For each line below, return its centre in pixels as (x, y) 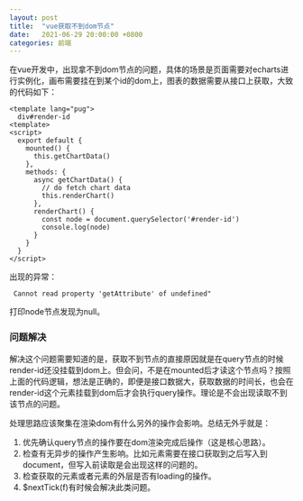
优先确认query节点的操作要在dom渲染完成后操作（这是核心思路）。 (146, 442)
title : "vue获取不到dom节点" (62, 26)
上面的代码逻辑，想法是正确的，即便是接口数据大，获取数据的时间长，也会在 (151, 381)
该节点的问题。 (37, 404)
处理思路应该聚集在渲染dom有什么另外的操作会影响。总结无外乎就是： (140, 423)
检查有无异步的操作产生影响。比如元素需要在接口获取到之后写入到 (145, 453)
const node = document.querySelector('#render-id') (141, 220)
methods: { (46, 172)
